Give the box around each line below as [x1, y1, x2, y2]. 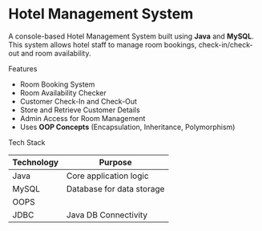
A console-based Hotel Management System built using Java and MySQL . [8, 31, 254, 41]
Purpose [99, 156, 132, 168]
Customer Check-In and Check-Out [19, 96, 138, 106]
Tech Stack [8, 137, 46, 147]
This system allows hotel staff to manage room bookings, [8, 39, 197, 49]
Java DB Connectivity [67, 209, 148, 221]
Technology [12, 156, 58, 168]
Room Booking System [19, 79, 95, 89]
